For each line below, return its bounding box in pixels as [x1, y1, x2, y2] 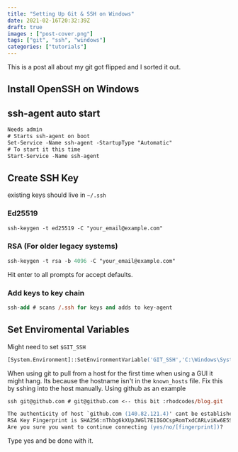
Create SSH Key [7, 171, 79, 184]
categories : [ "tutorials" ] [7, 43, 87, 50]
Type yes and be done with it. [7, 436, 94, 445]
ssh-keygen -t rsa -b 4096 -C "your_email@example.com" [7, 257, 176, 264]
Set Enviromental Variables [7, 324, 130, 336]
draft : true [7, 23, 42, 30]
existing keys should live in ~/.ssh [7, 191, 106, 199]
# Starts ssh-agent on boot [7, 132, 91, 140]
